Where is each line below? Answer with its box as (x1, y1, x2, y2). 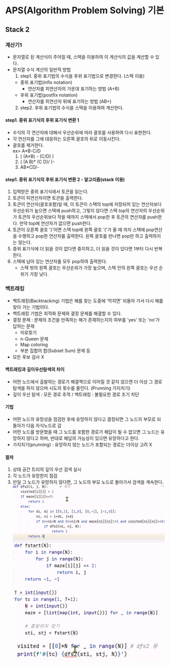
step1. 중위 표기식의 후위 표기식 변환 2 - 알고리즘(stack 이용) (5, 176, 125, 182)
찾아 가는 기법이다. (12, 304, 50, 310)
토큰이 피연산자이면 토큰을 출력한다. (12, 195, 83, 201)
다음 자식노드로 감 (26, 422, 62, 428)
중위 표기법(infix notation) (20, 79, 72, 85)
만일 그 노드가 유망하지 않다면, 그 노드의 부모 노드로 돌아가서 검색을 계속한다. (12, 479, 164, 485)
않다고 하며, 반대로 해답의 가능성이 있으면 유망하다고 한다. (26, 435, 140, 441)
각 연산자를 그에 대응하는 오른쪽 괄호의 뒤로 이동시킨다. (12, 136, 121, 142)
